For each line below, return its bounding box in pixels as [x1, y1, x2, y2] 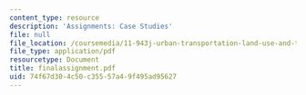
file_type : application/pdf [9, 47, 117, 56]
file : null [9, 30, 51, 39]
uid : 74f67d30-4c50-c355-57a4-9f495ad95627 [9, 72, 178, 81]
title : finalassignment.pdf [9, 64, 117, 73]
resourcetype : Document [9, 55, 100, 64]
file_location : [9, 38, 67, 48]
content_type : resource [9, 13, 100, 23]
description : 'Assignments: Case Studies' [9, 22, 173, 31]
